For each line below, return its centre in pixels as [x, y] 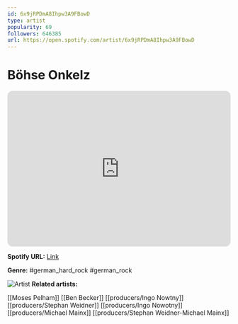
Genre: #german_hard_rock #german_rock [70, 270]
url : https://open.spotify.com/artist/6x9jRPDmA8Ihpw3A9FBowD [101, 40]
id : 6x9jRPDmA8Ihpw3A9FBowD [49, 14]
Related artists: [55, 284]
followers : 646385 [34, 34]
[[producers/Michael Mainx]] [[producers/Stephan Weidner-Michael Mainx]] [118, 313]
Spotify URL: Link [33, 257]
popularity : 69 [30, 27]
